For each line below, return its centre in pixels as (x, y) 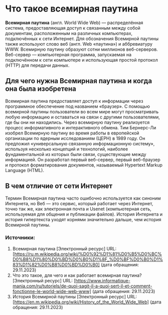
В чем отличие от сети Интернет (59, 186)
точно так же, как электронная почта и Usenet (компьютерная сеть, (78, 209)
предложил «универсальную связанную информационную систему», (80, 143)
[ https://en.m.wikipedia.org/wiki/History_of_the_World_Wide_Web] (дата (87, 302)
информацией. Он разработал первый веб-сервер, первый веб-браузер (83, 160)
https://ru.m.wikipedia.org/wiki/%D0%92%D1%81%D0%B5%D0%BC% (88, 254)
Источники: (20, 238)
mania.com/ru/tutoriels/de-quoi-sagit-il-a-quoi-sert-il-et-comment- (82, 286)
